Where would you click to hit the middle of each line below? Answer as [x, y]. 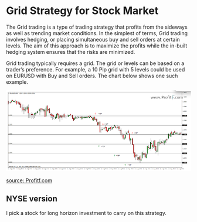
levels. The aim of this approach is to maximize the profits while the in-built [97, 46]
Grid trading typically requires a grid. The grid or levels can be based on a [95, 63]
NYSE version [32, 199]
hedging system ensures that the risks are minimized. [71, 52]
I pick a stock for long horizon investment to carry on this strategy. [86, 213]
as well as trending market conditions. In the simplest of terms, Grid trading [97, 33]
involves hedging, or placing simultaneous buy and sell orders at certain [93, 39]
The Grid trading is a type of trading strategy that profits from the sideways [97, 27]
